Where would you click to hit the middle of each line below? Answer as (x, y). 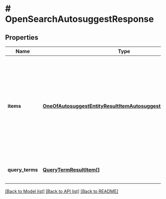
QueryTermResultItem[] (71, 170)
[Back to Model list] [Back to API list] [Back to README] (62, 191)
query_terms (23, 170)
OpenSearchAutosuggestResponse (80, 19)
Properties (22, 37)
